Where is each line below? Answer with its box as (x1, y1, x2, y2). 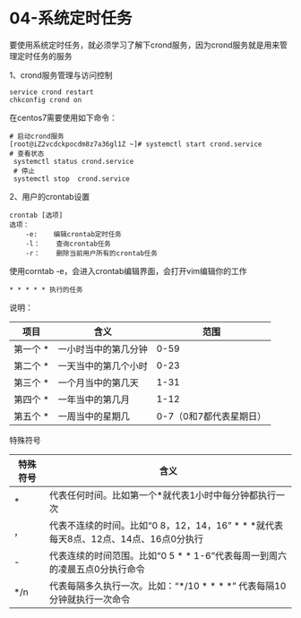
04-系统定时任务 (9, 8, 133, 29)
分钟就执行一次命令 (48, 593, 131, 605)
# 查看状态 (9, 149, 45, 158)
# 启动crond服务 (9, 132, 64, 141)
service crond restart (9, 87, 94, 97)
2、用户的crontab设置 (9, 191, 90, 202)
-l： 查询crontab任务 (25, 239, 112, 248)
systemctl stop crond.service (13, 174, 130, 184)
